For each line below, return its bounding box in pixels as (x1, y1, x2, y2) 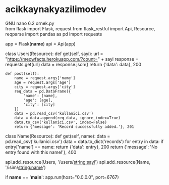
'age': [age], (23, 98, 53, 103)
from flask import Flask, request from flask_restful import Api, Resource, (5, 25, 155, 31)
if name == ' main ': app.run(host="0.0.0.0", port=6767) (5, 174, 120, 180)
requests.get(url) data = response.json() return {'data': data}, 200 (5, 61, 142, 67)
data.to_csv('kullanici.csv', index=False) (14, 120, 107, 125)
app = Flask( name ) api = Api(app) (5, 40, 76, 47)
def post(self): (5, 71, 39, 76)
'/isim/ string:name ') (5, 164, 46, 170)
